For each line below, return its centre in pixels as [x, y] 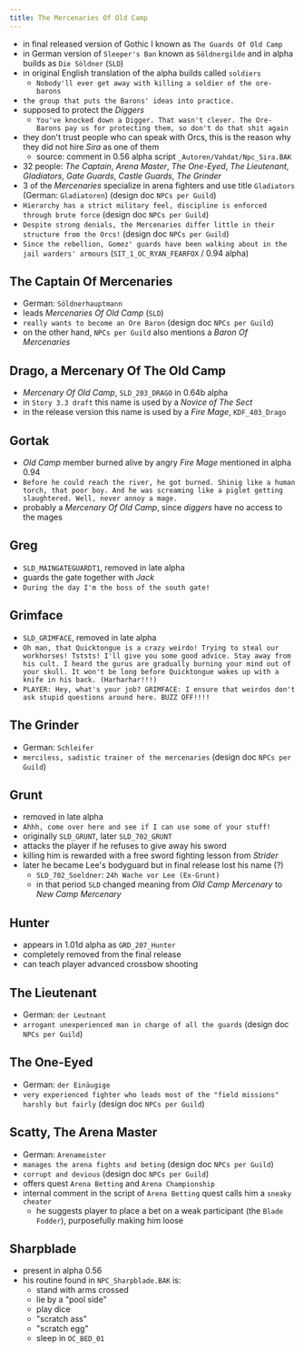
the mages [43, 517]
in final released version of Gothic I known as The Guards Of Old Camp [152, 44]
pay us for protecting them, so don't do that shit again [177, 128]
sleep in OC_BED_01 [70, 1338]
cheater [37, 1202]
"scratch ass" [62, 1319]
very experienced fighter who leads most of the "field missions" [151, 1095]
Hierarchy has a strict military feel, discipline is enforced [145, 206]
